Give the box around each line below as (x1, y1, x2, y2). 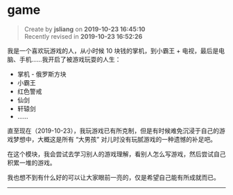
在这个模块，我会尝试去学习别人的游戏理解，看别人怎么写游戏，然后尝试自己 (7, 149, 226, 158)
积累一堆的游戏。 (7, 158, 56, 167)
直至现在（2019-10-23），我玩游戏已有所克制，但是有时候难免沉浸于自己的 (7, 127, 220, 135)
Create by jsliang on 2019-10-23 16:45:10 (24, 25, 146, 33)
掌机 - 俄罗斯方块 (17, 70, 67, 78)
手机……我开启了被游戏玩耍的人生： (19, 55, 121, 64)
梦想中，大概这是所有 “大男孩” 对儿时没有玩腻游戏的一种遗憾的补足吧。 (12, 135, 217, 143)
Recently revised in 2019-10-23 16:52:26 (24, 32, 143, 40)
